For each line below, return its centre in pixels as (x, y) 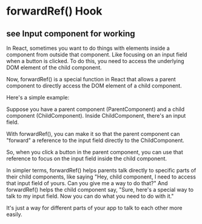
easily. (14, 214)
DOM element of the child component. (54, 67)
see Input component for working (71, 34)
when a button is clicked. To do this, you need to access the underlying (95, 61)
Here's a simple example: (38, 97)
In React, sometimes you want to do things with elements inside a (88, 48)
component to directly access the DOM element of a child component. (94, 86)
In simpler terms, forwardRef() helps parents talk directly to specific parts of (101, 170)
